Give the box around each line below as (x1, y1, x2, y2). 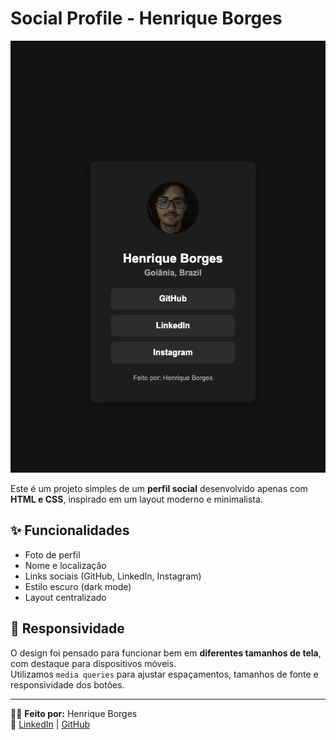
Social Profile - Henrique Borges (10, 7, 283, 30)
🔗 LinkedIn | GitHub (10, 718, 91, 730)
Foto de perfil (24, 548, 81, 561)
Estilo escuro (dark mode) (24, 580, 132, 592)
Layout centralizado (24, 591, 107, 603)
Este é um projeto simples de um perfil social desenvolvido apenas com (10, 482, 308, 494)
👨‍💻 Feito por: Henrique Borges (10, 707, 138, 719)
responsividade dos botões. (10, 678, 125, 691)
